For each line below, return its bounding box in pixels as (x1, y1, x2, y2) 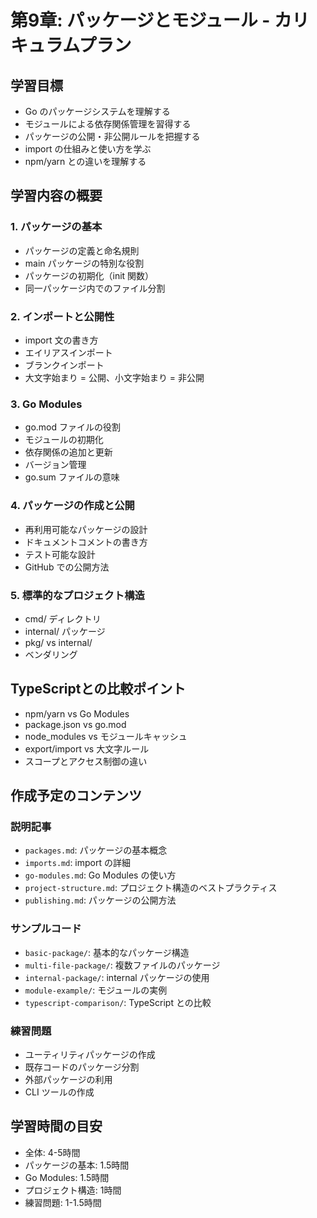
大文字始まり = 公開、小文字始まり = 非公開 (24, 371, 205, 383)
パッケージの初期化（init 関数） (24, 269, 155, 281)
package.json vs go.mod (24, 718, 127, 730)
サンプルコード (10, 922, 82, 936)
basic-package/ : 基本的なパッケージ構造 (24, 946, 190, 958)
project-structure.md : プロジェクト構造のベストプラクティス (24, 882, 278, 894)
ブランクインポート (24, 359, 105, 371)
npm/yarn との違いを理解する (24, 156, 147, 167)
